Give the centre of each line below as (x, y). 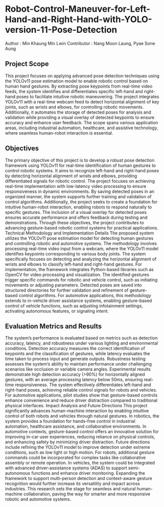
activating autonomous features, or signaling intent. (57, 311)
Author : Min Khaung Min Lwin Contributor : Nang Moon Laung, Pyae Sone (80, 43)
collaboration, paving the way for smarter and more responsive (87, 494)
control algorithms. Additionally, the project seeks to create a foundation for (81, 202)
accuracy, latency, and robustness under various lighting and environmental (82, 343)
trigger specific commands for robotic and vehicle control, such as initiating (81, 279)
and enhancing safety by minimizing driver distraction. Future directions (78, 442)
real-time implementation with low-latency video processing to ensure (76, 186)
